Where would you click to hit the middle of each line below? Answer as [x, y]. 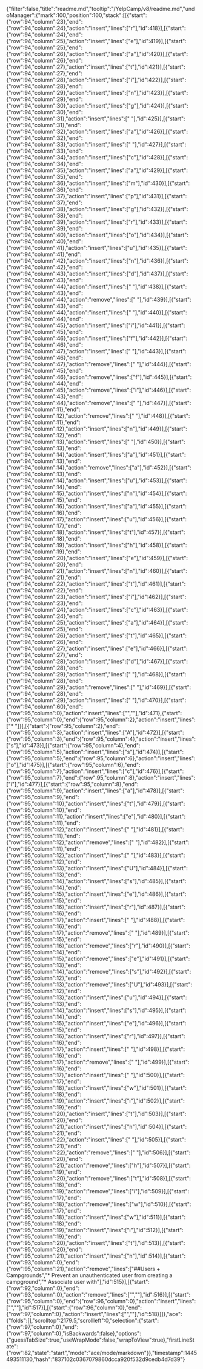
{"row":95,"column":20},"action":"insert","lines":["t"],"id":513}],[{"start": [96, 1243]
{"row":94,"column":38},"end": [45, 216]
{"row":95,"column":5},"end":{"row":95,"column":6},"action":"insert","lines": [101, 758]
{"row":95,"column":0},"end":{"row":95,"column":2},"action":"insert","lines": [101, 719]
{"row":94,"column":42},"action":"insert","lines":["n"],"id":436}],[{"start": [98, 261]
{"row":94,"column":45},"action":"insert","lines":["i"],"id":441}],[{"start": [96, 325]
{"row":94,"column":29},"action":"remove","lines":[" [71, 687]
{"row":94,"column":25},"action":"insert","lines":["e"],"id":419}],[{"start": [96, 41]
